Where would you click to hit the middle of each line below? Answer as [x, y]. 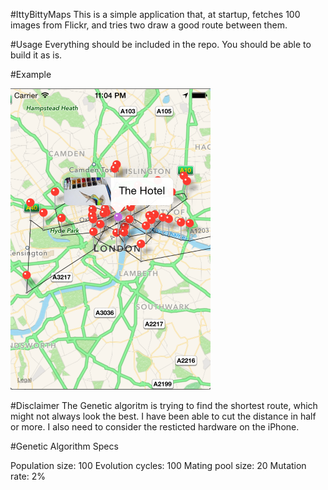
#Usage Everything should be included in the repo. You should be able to [161, 44]
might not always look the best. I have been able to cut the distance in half [163, 416]
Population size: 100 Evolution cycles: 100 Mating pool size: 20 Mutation [158, 465]
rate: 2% [28, 476]
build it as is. [36, 55]
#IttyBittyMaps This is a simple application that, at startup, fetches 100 [155, 14]
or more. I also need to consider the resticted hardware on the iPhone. [155, 427]
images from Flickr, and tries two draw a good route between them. [149, 25]
